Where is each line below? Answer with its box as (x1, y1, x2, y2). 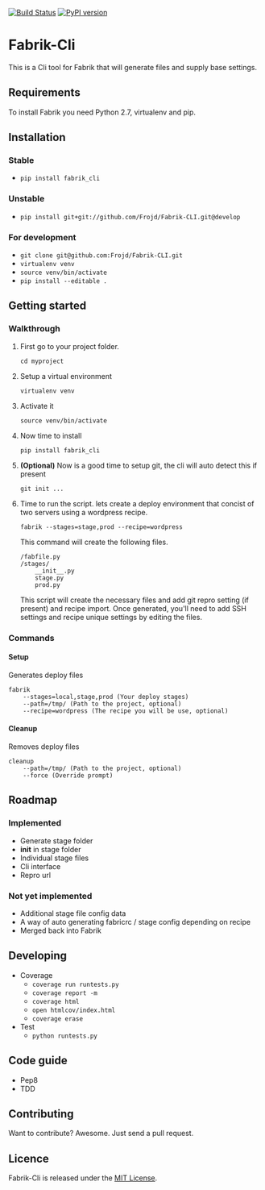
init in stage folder (19, 844, 81, 854)
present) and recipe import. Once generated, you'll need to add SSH (19, 603, 247, 613)
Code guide (8, 1054, 68, 1067)
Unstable (8, 193, 45, 205)
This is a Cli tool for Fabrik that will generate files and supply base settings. (8, 62, 258, 72)
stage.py (35, 573, 64, 582)
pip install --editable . (19, 277, 107, 285)
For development (8, 231, 77, 243)
